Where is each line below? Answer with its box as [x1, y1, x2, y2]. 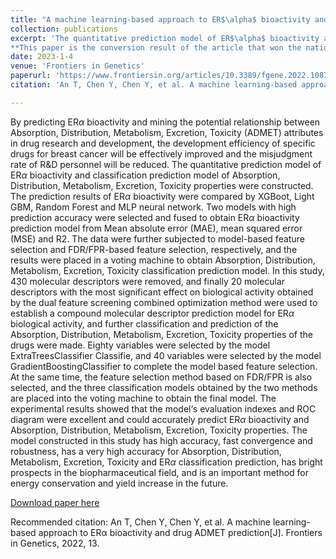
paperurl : [10, 71, 52, 81]
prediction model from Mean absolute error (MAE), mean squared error [10, 222, 303, 234]
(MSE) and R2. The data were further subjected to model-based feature [10, 232, 305, 245]
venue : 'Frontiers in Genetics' [10, 61, 145, 71]
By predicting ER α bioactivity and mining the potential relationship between [10, 116, 321, 128]
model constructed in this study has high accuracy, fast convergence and [10, 434, 313, 446]
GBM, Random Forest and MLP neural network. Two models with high [10, 201, 297, 213]
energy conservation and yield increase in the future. [10, 477, 229, 489]
